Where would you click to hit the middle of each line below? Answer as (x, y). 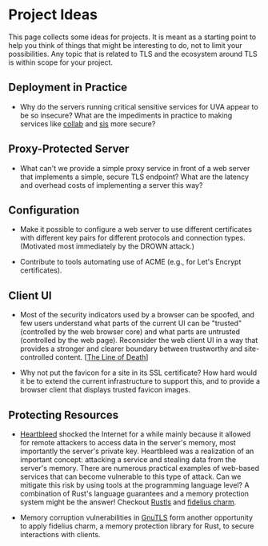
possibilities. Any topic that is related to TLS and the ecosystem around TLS (133, 54)
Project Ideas (53, 15)
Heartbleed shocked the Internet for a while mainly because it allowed (135, 434)
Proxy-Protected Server (69, 149)
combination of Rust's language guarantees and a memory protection (134, 494)
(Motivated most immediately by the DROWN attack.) (107, 246)
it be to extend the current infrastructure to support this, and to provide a (140, 381)
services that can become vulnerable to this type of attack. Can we (130, 476)
